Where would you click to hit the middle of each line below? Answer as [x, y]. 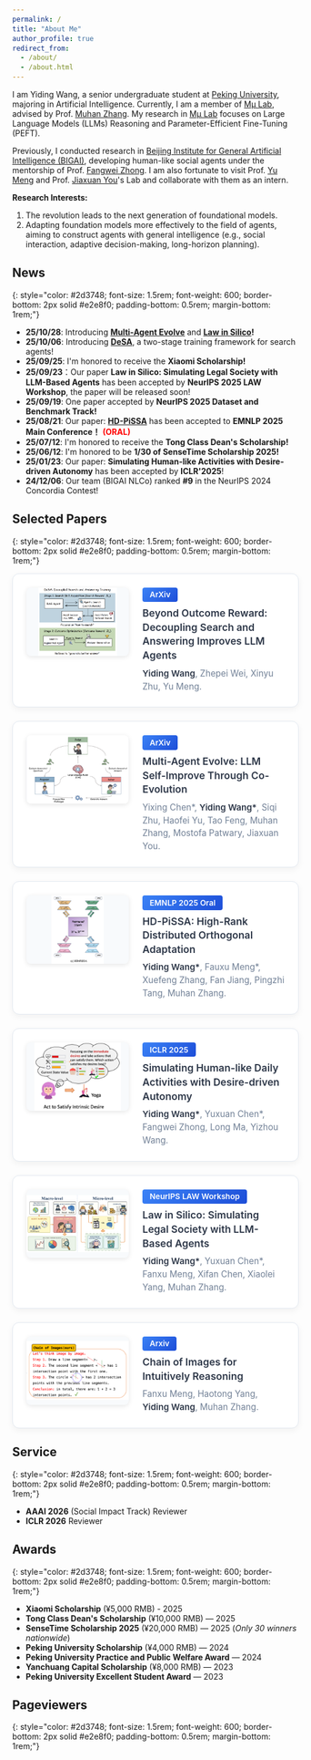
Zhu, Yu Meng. [172, 686]
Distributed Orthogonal [198, 935]
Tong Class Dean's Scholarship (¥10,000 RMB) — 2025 [130, 1618]
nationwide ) [48, 1638]
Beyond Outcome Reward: [205, 613]
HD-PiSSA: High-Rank [195, 921]
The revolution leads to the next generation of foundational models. [151, 215]
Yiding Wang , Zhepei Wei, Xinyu [208, 673]
